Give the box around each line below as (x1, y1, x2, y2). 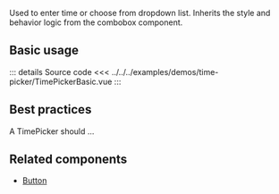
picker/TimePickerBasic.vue (9, 76, 113, 87)
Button (21, 175, 47, 186)
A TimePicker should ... (9, 125, 95, 137)
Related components (9, 152, 128, 167)
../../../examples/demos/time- (111, 66, 219, 77)
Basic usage (9, 43, 79, 58)
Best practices (9, 102, 92, 117)
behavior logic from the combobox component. (9, 17, 183, 28)
